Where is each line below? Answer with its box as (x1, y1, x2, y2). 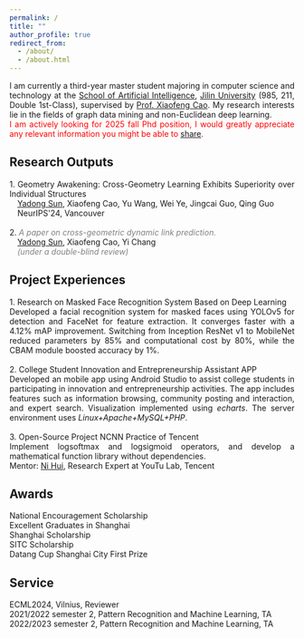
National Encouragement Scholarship (9, 510, 148, 521)
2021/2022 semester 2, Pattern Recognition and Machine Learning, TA (9, 609, 272, 620)
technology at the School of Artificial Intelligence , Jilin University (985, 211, (9, 90, 296, 101)
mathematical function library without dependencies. (9, 450, 206, 461)
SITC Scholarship (9, 539, 74, 550)
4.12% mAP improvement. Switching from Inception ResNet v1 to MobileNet (9, 325, 295, 336)
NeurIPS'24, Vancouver (17, 208, 105, 218)
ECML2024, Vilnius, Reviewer (9, 599, 119, 610)
